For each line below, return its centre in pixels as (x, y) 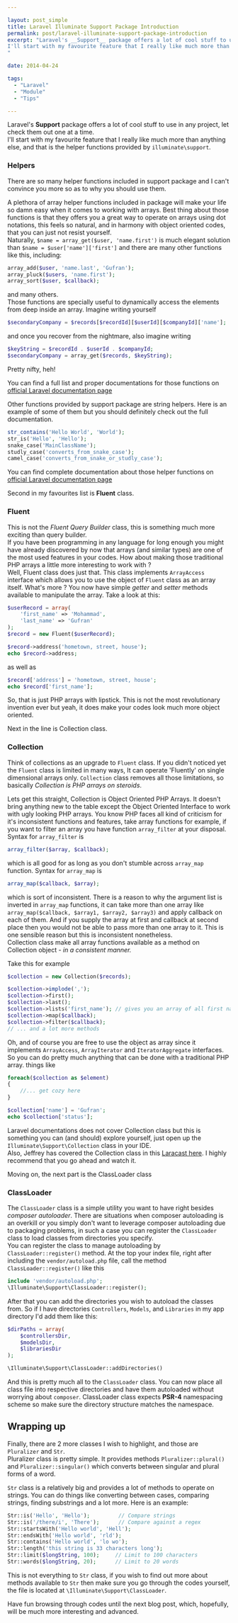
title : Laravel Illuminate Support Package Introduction (93, 27)
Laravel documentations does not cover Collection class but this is (104, 1130)
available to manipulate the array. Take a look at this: (84, 595)
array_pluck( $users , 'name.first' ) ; (61, 274)
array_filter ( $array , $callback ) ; (58, 849)
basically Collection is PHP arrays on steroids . (75, 785)
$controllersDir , (46, 1336)
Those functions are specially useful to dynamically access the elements (113, 302)
